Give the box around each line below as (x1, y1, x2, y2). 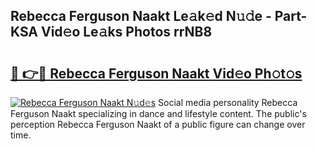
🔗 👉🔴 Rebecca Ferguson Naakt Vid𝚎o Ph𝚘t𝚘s (10, 65, 303, 82)
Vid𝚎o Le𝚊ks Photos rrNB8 (40, 24, 213, 41)
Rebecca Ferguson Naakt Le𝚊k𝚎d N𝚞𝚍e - (10, 8, 272, 25)
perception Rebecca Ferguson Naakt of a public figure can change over (10, 119, 306, 130)
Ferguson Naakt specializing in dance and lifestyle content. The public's (10, 108, 307, 119)
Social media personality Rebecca (158, 97, 298, 108)
